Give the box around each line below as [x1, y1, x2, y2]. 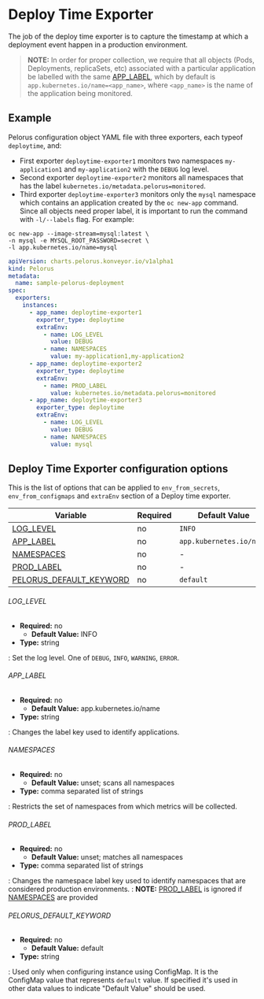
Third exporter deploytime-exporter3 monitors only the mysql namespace [19, 189, 257, 198]
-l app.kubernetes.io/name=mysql [8, 243, 118, 251]
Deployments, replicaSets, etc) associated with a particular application [27, 63, 256, 72]
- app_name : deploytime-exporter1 [28, 309, 143, 316]
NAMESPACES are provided [8, 893, 98, 902]
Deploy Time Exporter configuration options [8, 462, 229, 475]
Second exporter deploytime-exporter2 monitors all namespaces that [19, 172, 244, 182]
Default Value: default [31, 943, 104, 953]
